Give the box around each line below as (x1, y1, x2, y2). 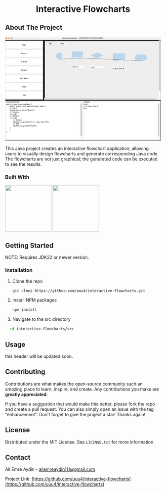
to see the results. (5, 161, 42, 167)
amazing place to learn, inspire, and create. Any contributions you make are (5, 386, 159, 392)
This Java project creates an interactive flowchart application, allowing (5, 146, 149, 151)
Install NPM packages (12, 297, 57, 303)
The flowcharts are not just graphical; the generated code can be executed (5, 156, 158, 162)
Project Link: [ (5, 476, 34, 482)
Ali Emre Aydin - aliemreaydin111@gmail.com (5, 466, 95, 472)
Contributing (5, 368, 45, 376)
